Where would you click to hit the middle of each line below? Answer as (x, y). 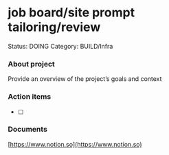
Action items (30, 97)
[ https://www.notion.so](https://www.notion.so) (75, 144)
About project (32, 64)
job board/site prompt (71, 13)
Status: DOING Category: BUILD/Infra (60, 46)
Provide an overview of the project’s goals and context (85, 79)
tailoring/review (54, 27)
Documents (27, 130)
